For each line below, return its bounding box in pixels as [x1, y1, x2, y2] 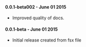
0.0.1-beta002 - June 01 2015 [5, 4, 66, 10]
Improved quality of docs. [12, 15, 64, 21]
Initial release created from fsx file [12, 37, 82, 43]
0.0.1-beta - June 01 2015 [5, 26, 58, 32]
